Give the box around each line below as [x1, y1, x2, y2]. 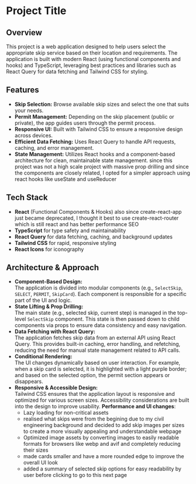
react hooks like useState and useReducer [14, 175, 117, 183]
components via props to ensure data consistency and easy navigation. [14, 322, 187, 329]
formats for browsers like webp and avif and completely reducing [23, 441, 181, 448]
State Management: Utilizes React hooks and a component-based [14, 150, 176, 157]
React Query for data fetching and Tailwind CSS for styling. [6, 68, 149, 75]
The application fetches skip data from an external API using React [14, 334, 176, 341]
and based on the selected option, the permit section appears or [14, 372, 170, 379]
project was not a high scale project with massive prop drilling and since [14, 163, 189, 170]
